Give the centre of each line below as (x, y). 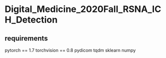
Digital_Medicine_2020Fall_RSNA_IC (83, 9)
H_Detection (31, 20)
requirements (26, 38)
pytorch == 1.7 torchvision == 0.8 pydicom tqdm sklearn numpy (70, 50)
